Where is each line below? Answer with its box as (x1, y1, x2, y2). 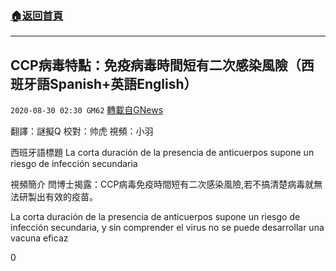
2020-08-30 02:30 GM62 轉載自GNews (10, 104, 164, 116)
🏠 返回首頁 (10, 8, 64, 22)
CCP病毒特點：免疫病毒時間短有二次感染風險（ (10, 57, 302, 74)
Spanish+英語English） (49, 75, 198, 92)
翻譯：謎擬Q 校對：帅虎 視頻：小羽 (10, 125, 154, 137)
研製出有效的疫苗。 (18, 191, 98, 203)
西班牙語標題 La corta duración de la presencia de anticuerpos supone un (10, 147, 315, 159)
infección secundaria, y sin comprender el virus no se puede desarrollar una (10, 222, 325, 234)
